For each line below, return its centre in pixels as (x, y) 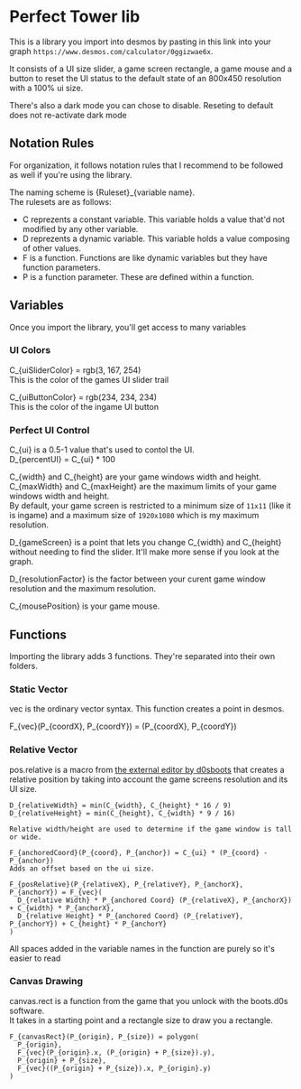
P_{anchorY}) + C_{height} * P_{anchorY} (88, 924)
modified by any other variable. (80, 228)
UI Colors (30, 350)
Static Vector (39, 689)
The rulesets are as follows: (60, 201)
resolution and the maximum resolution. (83, 589)
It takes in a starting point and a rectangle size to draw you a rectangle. (141, 1020)
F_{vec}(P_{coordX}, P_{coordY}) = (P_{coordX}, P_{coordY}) (123, 726)
